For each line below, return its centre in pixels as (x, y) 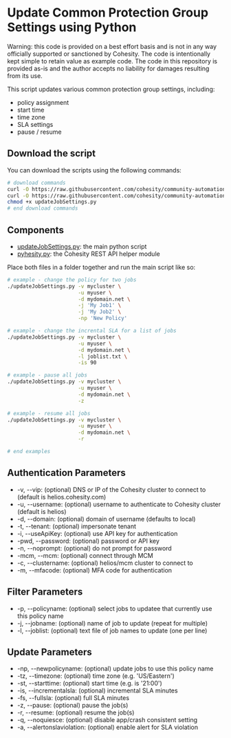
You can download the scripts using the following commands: (95, 170)
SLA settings (35, 124)
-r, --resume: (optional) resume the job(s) (76, 712)
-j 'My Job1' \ (100, 306)
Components (35, 230)
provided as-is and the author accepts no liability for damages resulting (108, 68)
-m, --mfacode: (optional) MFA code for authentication (95, 570)
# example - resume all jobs (49, 413)
